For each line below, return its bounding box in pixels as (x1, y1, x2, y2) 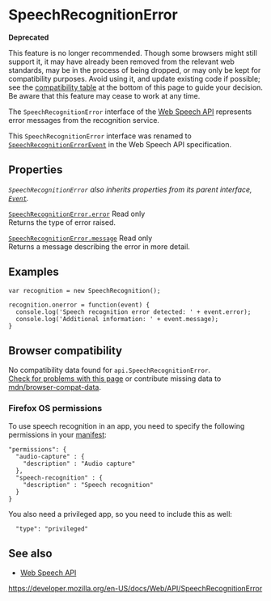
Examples (8, 265, 59, 279)
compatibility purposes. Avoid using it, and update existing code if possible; (8, 74, 260, 83)
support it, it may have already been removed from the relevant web (8, 57, 235, 66)
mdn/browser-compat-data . (8, 383, 102, 392)
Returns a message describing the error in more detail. (8, 241, 190, 252)
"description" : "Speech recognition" (23, 480, 154, 489)
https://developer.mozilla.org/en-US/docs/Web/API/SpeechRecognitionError (8, 584, 263, 594)
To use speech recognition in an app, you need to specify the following (8, 421, 245, 430)
